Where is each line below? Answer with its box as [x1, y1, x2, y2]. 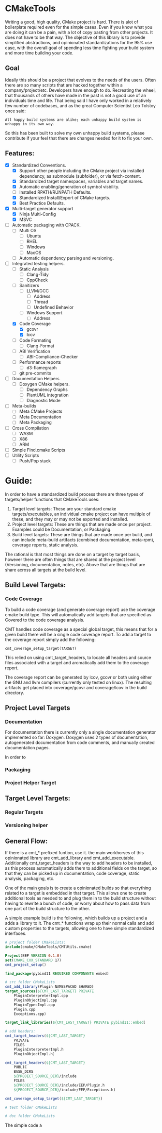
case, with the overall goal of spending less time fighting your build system [5, 45, 154, 51]
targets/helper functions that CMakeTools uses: [5, 496, 100, 502]
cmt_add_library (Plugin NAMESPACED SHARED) [5, 984, 94, 989]
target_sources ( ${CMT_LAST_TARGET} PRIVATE [5, 989, 94, 994]
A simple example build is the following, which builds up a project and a [5, 915, 147, 921]
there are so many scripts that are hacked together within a [5, 82, 123, 88]
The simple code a [5, 1122, 42, 1128]
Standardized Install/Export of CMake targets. [19, 195, 110, 201]
